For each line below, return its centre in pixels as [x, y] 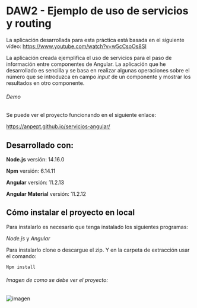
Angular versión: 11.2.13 [35, 182]
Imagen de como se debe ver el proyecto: [57, 280]
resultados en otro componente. [45, 83]
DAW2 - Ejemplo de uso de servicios [97, 11]
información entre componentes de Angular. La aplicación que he [86, 64]
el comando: [21, 256]
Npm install [21, 267]
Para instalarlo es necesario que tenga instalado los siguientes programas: [97, 227]
